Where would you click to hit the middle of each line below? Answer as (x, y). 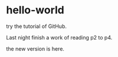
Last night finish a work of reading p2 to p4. (59, 37)
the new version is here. (35, 49)
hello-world (35, 10)
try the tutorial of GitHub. (36, 26)
